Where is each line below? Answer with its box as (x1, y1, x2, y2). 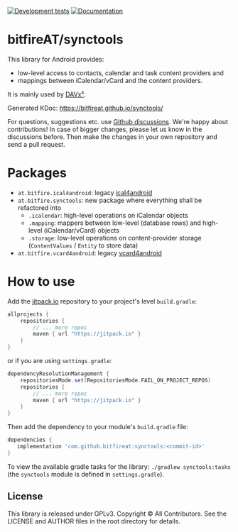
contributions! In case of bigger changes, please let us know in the (7, 125, 202, 133)
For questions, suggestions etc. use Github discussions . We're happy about (7, 117, 229, 126)
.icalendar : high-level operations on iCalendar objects (28, 211, 188, 219)
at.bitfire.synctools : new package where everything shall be (17, 196, 202, 204)
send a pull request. (7, 140, 65, 148)
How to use (7, 274, 75, 290)
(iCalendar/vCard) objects (43, 226, 119, 234)
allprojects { (7, 311, 50, 318)
